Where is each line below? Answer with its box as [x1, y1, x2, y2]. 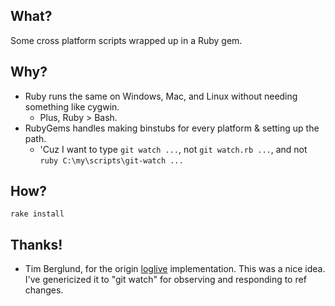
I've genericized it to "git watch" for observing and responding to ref [24, 274, 307, 286]
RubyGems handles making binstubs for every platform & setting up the [24, 122, 320, 134]
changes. [24, 284, 64, 296]
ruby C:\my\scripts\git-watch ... [39, 155, 184, 166]
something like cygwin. [24, 100, 120, 113]
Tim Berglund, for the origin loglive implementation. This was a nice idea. [24, 263, 326, 275]
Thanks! [10, 236, 63, 253]
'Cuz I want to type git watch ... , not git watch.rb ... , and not [39, 143, 308, 155]
